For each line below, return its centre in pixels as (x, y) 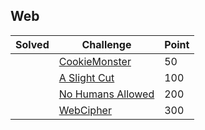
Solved (32, 44)
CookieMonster (95, 61)
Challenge (106, 44)
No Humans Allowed (106, 94)
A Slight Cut (86, 77)
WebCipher (85, 110)
